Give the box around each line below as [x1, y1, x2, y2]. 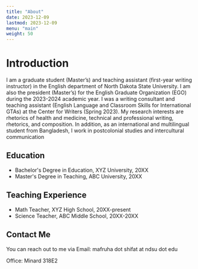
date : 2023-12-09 [6, 14, 49, 20]
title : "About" [6, 8, 44, 15]
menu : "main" [6, 25, 39, 32]
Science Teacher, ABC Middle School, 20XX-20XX [14, 212, 139, 219]
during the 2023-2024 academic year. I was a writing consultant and [6, 95, 175, 103]
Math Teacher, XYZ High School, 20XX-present [14, 206, 131, 213]
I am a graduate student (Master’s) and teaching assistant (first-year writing [6, 76, 192, 84]
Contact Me [6, 230, 51, 240]
